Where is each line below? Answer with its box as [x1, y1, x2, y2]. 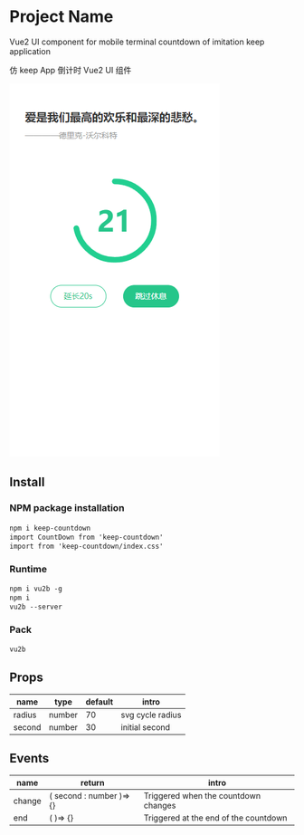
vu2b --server [9, 602, 63, 611]
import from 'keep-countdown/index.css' [9, 542, 165, 551]
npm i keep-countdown [9, 523, 91, 533]
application [9, 45, 52, 56]
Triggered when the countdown [143, 791, 261, 801]
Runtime [9, 562, 48, 575]
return [80, 777, 105, 788]
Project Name [9, 6, 114, 27]
